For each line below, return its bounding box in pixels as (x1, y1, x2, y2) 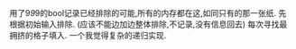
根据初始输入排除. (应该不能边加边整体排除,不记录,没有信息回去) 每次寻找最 (9, 19, 288, 29)
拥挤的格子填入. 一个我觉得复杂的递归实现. (9, 30, 167, 40)
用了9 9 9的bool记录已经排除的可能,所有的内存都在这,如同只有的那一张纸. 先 (9, 8, 287, 18)
